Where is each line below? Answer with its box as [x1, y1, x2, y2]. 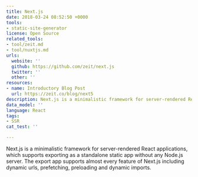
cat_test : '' [6, 124, 38, 130]
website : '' [11, 58, 41, 64]
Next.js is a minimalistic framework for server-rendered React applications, [6, 145, 188, 152]
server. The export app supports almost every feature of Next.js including [6, 158, 184, 165]
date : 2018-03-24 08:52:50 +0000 [6, 14, 88, 20]
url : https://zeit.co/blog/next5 [11, 91, 94, 97]
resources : [6, 80, 33, 86]
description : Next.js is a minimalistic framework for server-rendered [6, 96, 186, 102]
